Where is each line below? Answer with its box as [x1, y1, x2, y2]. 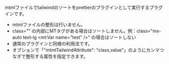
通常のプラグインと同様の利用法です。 [12, 41, 93, 47]
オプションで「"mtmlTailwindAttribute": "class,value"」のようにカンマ [12, 47, 160, 53]
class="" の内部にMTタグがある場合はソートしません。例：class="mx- [12, 28, 161, 34]
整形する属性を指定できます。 [26, 53, 88, 59]
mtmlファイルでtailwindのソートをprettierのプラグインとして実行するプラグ [5, 5, 163, 10]
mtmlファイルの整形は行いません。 [12, 22, 85, 27]
